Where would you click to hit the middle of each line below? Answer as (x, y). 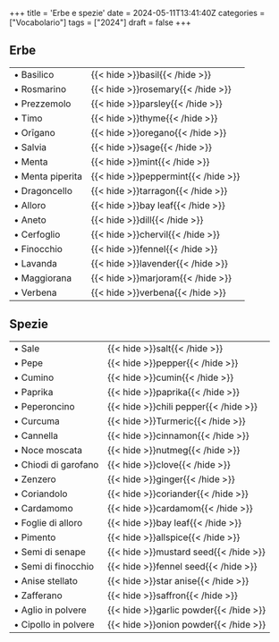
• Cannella (36, 435)
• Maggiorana (43, 278)
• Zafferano (38, 596)
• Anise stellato (46, 580)
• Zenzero (35, 479)
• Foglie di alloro (48, 522)
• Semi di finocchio (54, 566)
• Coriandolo (41, 494)
